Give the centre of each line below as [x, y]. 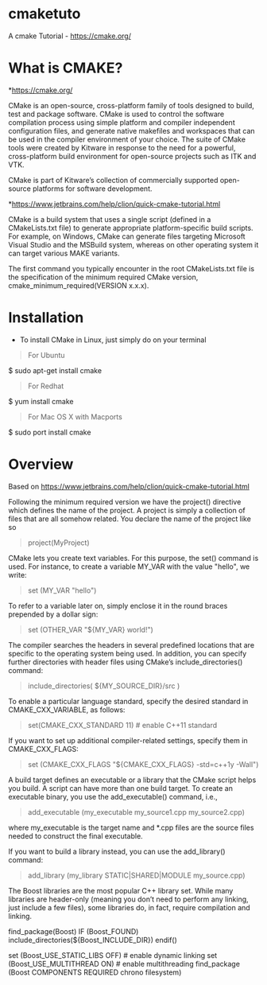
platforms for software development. [93, 189]
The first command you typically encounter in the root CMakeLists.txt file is [132, 268]
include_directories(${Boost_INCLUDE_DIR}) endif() [93, 940]
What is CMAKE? [66, 68]
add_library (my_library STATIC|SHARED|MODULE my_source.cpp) [136, 875]
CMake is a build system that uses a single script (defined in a [110, 219]
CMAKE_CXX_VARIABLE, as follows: [67, 710]
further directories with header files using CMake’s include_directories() [126, 662]
